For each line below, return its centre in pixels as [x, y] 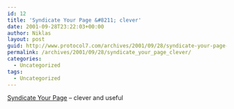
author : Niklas [29, 33]
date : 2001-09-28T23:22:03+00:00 [56, 26]
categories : [24, 59]
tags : [15, 72]
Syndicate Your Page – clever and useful [65, 98]
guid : [15, 46]
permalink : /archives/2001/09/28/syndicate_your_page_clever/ [99, 53]
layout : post [26, 40]
